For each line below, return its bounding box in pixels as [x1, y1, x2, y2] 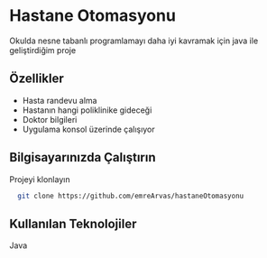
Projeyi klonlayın [9, 173, 70, 185]
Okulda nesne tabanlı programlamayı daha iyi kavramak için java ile [9, 35, 259, 46]
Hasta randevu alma [22, 95, 97, 106]
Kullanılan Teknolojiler [9, 216, 137, 231]
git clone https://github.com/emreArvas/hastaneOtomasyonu [17, 191, 244, 200]
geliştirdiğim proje [9, 44, 77, 55]
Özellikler [9, 71, 65, 87]
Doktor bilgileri [22, 114, 78, 124]
